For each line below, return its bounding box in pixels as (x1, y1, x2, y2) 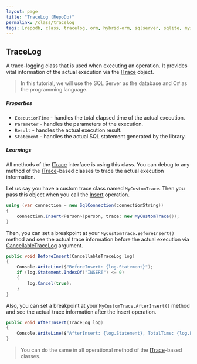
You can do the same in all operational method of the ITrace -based (20, 346, 182, 353)
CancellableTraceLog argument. (6, 241, 83, 249)
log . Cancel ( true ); (27, 280, 72, 286)
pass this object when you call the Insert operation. (6, 191, 130, 198)
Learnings (6, 146, 32, 153)
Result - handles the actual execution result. (14, 127, 122, 134)
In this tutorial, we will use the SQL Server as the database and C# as (20, 80, 188, 87)
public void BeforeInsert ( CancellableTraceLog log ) (6, 253, 135, 259)
